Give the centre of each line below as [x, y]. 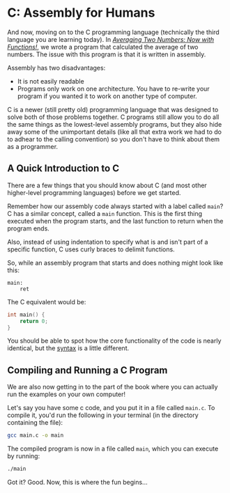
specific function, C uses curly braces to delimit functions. [91, 249]
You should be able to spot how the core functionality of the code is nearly [114, 341]
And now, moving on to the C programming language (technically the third [113, 32]
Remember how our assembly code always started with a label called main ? [115, 206]
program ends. [29, 228]
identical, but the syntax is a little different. [68, 348]
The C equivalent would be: [47, 302]
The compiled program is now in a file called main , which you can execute [113, 449]
